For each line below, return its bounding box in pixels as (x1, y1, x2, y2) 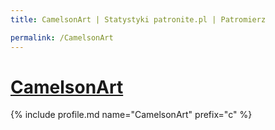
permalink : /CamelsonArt (10, 32, 114, 43)
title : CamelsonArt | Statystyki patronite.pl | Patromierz (10, 14, 267, 25)
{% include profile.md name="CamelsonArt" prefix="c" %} (10, 109, 253, 121)
